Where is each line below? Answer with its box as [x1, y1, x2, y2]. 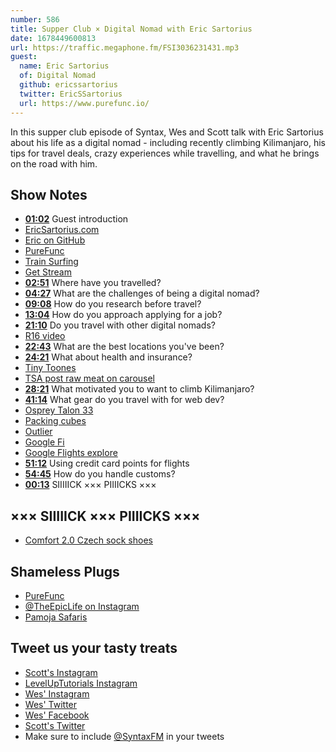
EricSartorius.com [24, 224, 100, 236]
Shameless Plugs [10, 563, 120, 580]
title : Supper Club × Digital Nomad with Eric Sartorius [10, 24, 253, 34]
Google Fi [24, 436, 65, 448]
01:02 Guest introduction [24, 213, 129, 225]
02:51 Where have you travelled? [24, 277, 162, 289]
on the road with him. [10, 157, 98, 170]
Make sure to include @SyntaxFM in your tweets [24, 730, 225, 742]
